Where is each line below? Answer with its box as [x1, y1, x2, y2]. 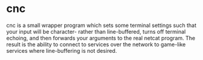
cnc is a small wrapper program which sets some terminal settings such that [6, 22, 197, 29]
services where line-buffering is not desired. [6, 47, 117, 54]
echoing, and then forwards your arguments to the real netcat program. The [6, 34, 196, 41]
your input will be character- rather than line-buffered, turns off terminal [6, 28, 186, 35]
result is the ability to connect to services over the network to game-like [6, 41, 186, 48]
